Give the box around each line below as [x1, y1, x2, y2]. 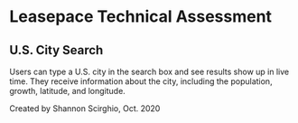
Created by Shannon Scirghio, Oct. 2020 [9, 103, 161, 114]
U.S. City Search [9, 43, 104, 58]
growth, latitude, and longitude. [9, 86, 126, 96]
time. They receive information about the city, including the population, [9, 76, 273, 87]
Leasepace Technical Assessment [9, 6, 273, 27]
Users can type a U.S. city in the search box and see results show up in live [9, 66, 290, 77]
